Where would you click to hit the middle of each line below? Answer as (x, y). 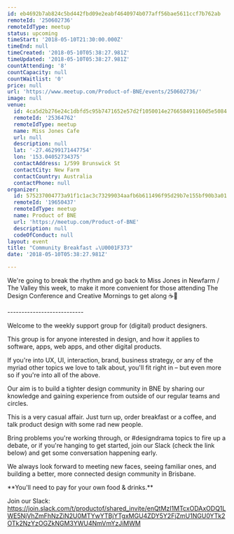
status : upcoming (33, 33)
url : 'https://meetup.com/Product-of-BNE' (76, 222)
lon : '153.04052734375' (48, 157)
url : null (28, 137)
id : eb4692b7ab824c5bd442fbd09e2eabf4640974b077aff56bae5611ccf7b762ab (114, 14)
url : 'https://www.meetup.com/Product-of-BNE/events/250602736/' (104, 92)
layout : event (28, 241)
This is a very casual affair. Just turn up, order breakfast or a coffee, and (112, 417)
